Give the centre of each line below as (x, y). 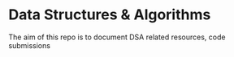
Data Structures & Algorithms (110, 15)
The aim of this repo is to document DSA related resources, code (117, 37)
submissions (30, 45)
